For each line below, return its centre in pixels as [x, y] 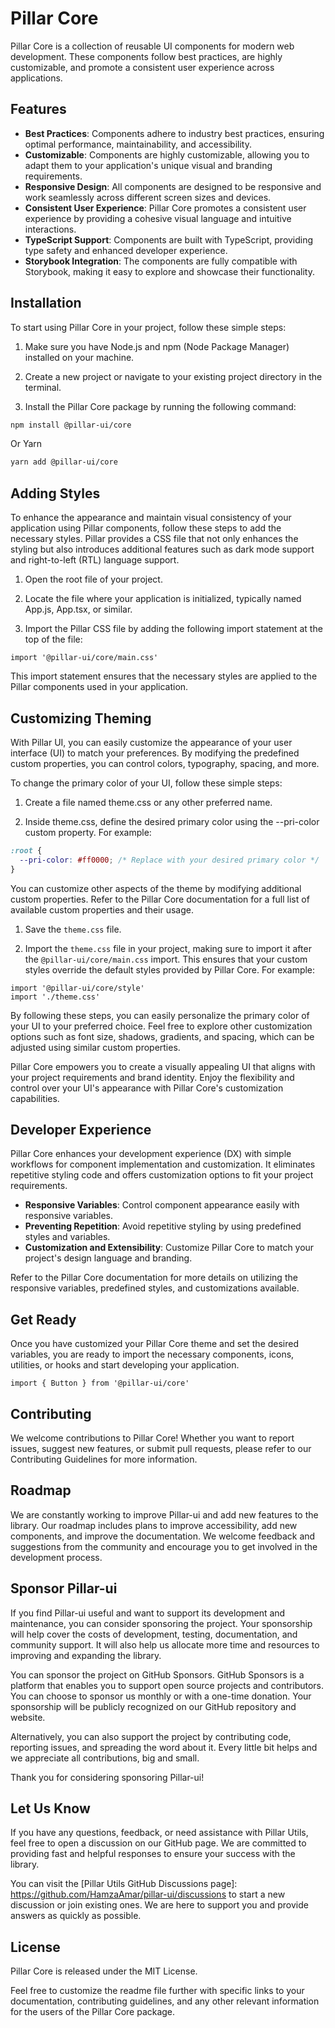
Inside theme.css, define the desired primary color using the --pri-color [172, 821]
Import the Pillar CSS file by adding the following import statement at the [173, 629]
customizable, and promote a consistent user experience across [142, 67]
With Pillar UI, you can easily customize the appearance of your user [151, 742]
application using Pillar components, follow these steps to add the [146, 528]
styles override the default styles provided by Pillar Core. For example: [170, 969]
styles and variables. [67, 1237]
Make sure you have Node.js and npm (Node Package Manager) [157, 346]
